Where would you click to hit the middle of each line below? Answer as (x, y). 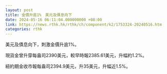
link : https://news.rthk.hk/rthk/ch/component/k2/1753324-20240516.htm (83, 24)
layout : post (19, 10)
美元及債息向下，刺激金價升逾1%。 (42, 45)
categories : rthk (24, 29)
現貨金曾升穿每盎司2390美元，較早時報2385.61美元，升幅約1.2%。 (76, 55)
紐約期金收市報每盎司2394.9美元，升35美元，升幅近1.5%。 (68, 66)
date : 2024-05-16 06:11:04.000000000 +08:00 (54, 20)
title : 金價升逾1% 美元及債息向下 (39, 15)
